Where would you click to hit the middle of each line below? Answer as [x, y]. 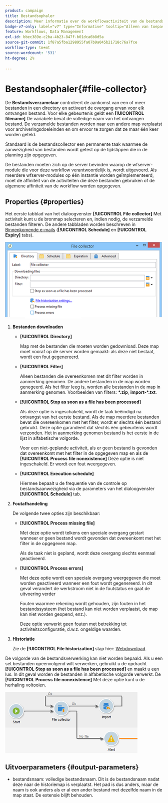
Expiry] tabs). [19, 235]
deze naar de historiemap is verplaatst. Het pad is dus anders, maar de [85, 784]
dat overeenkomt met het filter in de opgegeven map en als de [84, 453]
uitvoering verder [38, 594]
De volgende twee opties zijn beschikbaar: [56, 513]
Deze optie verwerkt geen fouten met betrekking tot [73, 624]
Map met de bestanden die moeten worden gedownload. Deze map [89, 346]
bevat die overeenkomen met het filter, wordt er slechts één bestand [90, 422]
